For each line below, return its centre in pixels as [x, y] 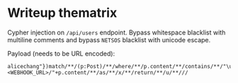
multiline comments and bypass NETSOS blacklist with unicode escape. [109, 39]
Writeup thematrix [62, 13]
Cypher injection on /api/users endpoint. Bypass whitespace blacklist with [117, 32]
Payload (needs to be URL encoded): [61, 53]
